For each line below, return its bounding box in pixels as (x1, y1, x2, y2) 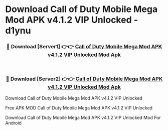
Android (5, 119, 22, 126)
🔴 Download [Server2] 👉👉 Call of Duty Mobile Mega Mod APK (6, 75, 163, 82)
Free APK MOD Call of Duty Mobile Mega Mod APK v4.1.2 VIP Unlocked (5, 104, 153, 111)
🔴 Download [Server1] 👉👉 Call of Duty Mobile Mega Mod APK (6, 43, 162, 50)
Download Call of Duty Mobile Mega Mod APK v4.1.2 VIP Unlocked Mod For (5, 114, 161, 120)
